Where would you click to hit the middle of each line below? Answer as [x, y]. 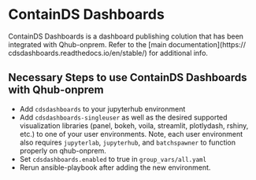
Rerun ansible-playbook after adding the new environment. [115, 167]
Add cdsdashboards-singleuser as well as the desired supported [123, 117]
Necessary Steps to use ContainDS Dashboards [128, 77]
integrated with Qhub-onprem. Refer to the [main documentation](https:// [127, 44]
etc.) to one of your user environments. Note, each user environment [131, 134]
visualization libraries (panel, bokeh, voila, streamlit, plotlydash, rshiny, [134, 125]
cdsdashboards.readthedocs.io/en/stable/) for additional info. [108, 53]
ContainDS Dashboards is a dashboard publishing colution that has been [126, 36]
